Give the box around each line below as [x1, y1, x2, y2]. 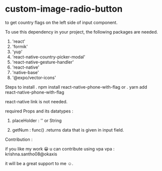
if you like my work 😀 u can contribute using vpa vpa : [5, 146, 115, 152]
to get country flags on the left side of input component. [5, 19, 118, 25]
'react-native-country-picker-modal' [12, 54, 85, 59]
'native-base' [12, 69, 39, 75]
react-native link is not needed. [5, 98, 68, 104]
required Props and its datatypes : [5, 108, 73, 114]
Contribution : [5, 136, 33, 142]
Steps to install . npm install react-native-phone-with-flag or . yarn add [5, 84, 147, 90]
